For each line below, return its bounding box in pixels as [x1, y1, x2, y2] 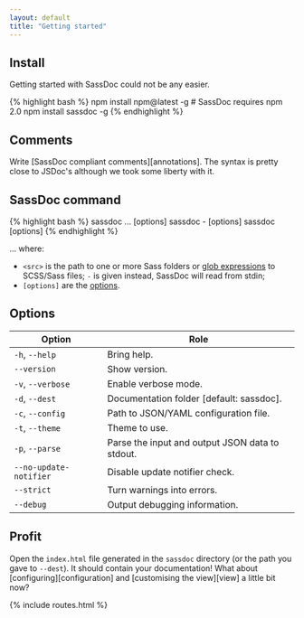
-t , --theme [14, 421, 62, 434]
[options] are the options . [22, 279, 120, 290]
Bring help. [107, 348, 154, 360]
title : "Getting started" [9, 22, 107, 31]
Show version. [107, 362, 168, 375]
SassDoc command [9, 192, 121, 208]
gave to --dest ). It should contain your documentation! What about [9, 562, 258, 574]
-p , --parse [14, 442, 62, 454]
